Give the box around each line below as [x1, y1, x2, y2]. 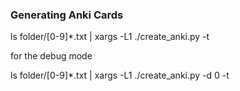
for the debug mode [10, 50, 93, 62]
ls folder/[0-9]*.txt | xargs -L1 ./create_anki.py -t [10, 31, 210, 43]
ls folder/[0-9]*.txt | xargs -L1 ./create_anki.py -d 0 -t [10, 69, 230, 82]
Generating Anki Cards [10, 8, 124, 22]
